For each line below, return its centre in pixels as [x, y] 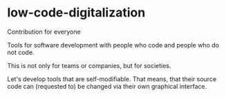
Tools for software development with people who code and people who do [113, 45]
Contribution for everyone [44, 32]
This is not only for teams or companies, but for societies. [89, 65]
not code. [21, 52]
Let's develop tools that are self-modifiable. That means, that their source [112, 79]
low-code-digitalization [76, 13]
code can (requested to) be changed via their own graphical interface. [107, 86]
